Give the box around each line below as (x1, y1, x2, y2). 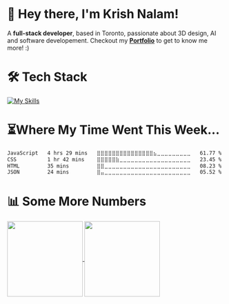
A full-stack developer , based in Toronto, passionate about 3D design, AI (7, 29, 217, 37)
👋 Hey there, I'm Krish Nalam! (7, 6, 179, 22)
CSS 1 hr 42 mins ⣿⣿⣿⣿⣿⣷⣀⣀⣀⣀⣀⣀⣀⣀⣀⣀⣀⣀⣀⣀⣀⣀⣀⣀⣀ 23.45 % (7, 156, 222, 163)
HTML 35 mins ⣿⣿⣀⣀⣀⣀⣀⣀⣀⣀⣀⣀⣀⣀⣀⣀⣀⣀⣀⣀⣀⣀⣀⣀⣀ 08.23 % (7, 162, 222, 170)
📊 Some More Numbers (7, 193, 147, 209)
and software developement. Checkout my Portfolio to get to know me (7, 36, 208, 44)
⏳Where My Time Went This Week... (7, 122, 220, 138)
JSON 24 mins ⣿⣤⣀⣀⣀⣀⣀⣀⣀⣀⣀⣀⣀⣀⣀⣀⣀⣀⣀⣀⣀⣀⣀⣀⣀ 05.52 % (7, 169, 222, 176)
